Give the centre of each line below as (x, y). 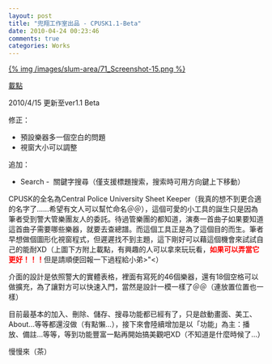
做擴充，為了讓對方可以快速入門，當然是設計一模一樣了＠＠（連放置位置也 (132, 287)
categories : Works (39, 46)
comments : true (34, 38)
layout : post (30, 16)
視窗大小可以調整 (49, 147)
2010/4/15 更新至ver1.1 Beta (54, 103)
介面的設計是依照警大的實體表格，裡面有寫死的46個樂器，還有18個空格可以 (134, 277)
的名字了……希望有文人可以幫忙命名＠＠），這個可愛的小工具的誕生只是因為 (134, 209)
